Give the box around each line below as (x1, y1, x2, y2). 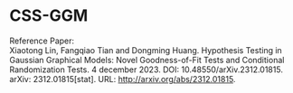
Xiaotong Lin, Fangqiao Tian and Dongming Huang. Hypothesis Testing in (9, 44, 282, 55)
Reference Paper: (9, 35, 75, 46)
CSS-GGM (9, 5, 89, 26)
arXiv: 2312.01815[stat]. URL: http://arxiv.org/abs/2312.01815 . (9, 73, 236, 84)
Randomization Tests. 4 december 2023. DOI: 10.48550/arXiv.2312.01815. (9, 64, 283, 75)
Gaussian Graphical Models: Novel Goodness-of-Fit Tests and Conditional (9, 54, 285, 65)
